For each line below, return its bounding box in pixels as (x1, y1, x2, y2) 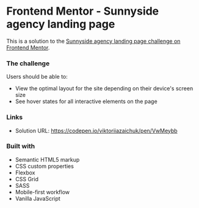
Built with (6, 142, 35, 151)
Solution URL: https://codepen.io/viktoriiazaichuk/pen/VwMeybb (15, 127, 178, 134)
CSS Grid (15, 175, 38, 182)
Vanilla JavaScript (15, 195, 61, 202)
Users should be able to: (6, 73, 68, 81)
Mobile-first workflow (15, 188, 70, 196)
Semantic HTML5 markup (15, 156, 80, 163)
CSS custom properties (15, 162, 74, 170)
